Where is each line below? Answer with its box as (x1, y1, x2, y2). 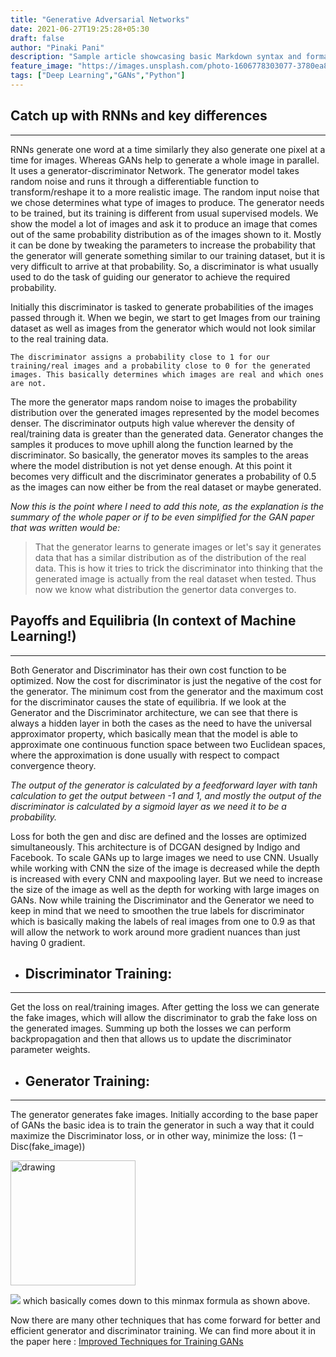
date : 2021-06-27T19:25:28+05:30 (10, 24, 150, 34)
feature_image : (10, 61, 74, 71)
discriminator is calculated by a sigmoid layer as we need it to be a (10, 800, 287, 812)
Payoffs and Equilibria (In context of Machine (10, 612, 297, 630)
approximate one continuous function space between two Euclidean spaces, (10, 738, 326, 750)
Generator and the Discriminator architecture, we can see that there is (10, 706, 298, 718)
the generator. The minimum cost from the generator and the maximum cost (10, 685, 324, 697)
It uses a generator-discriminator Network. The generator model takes (10, 164, 300, 176)
